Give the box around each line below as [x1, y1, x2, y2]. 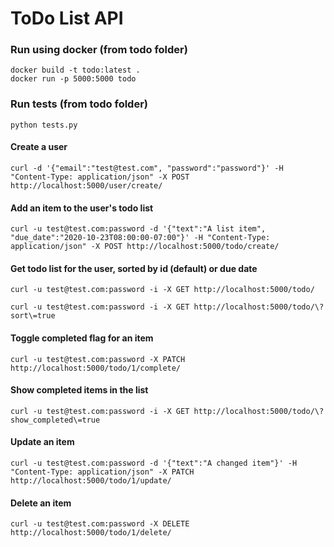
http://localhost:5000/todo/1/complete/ [10, 363, 182, 373]
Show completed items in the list [10, 384, 149, 396]
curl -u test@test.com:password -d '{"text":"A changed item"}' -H [10, 458, 298, 468]
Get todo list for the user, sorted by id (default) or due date [10, 262, 258, 274]
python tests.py [10, 120, 78, 130]
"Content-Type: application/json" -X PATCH [10, 467, 195, 477]
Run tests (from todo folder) [10, 97, 149, 111]
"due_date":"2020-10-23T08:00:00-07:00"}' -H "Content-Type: [10, 233, 271, 243]
